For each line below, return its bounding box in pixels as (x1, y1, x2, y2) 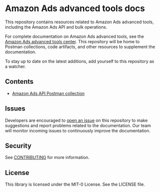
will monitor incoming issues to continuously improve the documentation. (5, 128, 151, 133)
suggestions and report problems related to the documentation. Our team (5, 122, 151, 128)
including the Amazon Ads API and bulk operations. (5, 24, 107, 30)
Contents (5, 78, 34, 86)
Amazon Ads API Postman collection (12, 90, 85, 96)
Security (5, 142, 31, 150)
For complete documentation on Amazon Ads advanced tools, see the (5, 33, 144, 39)
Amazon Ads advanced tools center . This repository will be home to (5, 38, 140, 44)
